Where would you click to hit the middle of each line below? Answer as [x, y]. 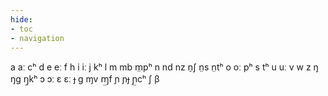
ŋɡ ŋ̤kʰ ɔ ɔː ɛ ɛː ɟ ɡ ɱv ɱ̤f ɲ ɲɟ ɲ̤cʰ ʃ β [85, 79]
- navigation [37, 38]
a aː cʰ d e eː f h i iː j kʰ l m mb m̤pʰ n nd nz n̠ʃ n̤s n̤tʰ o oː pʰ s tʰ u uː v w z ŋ [164, 67]
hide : [21, 19]
